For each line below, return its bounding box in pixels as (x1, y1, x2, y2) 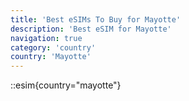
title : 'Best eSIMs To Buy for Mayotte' (10, 14, 182, 25)
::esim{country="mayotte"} (10, 79, 122, 91)
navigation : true (10, 33, 83, 43)
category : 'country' (10, 42, 97, 53)
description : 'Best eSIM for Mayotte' (10, 24, 172, 34)
